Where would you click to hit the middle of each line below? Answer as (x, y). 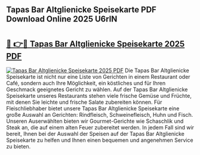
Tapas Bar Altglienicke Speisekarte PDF (81, 10)
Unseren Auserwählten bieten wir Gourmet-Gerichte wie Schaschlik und (95, 121)
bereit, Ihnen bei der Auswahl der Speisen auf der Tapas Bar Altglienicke (96, 134)
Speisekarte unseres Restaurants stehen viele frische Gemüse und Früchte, (99, 96)
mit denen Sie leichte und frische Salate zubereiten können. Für (84, 102)
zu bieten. (19, 146)
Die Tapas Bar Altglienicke (157, 70)
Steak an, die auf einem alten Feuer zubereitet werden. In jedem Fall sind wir (100, 127)
